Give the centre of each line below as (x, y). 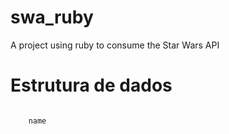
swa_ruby (52, 17)
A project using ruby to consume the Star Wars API (115, 45)
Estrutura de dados (91, 85)
